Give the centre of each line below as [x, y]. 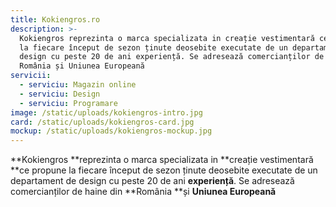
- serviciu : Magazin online [78, 85]
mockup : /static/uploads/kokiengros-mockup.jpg [111, 131]
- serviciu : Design [60, 94]
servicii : [31, 76]
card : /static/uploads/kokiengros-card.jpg [102, 122]
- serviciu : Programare [68, 103]
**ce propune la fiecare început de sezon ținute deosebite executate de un [164, 170]
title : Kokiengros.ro [55, 19]
